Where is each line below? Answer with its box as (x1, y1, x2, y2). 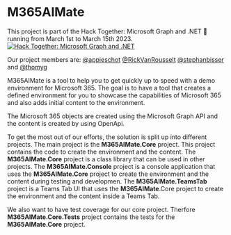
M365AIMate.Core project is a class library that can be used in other (7, 154, 205, 163)
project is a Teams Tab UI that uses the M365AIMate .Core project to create (7, 184, 224, 193)
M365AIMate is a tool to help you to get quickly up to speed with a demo (7, 76, 216, 84)
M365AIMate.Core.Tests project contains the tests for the (7, 213, 175, 221)
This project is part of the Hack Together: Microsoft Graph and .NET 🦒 (7, 27, 207, 35)
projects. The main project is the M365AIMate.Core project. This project (7, 140, 216, 148)
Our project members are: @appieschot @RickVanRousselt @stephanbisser (7, 55, 224, 63)
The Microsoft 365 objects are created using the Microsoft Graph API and (7, 112, 218, 120)
